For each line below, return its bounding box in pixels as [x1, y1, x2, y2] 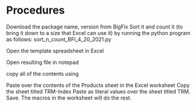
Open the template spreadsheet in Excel [6, 47, 104, 54]
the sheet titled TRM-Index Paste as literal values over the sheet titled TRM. [6, 88, 191, 95]
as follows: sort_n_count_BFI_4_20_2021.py [6, 36, 112, 43]
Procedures [6, 4, 65, 17]
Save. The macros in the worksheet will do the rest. [6, 94, 132, 101]
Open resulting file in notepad [6, 59, 79, 66]
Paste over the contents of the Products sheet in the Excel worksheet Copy [6, 81, 190, 89]
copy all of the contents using [6, 70, 79, 77]
